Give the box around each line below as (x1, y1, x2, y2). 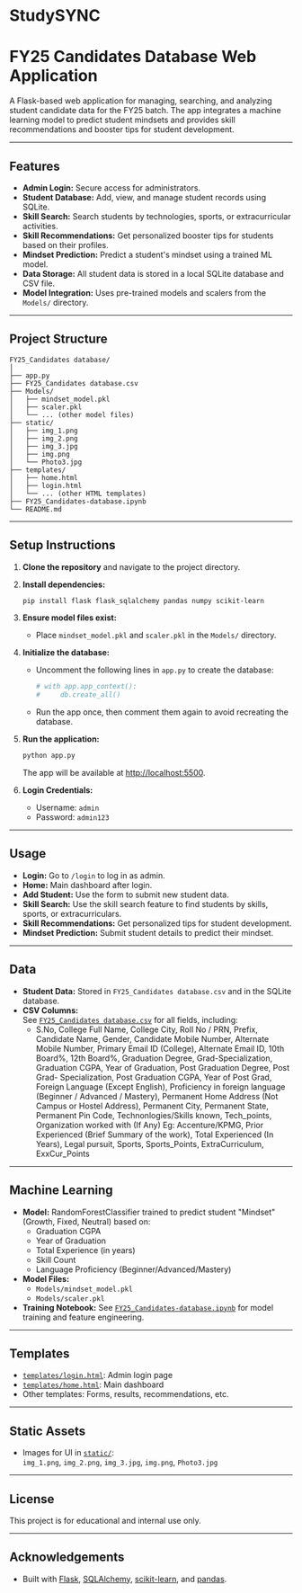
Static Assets (9, 1423, 86, 1438)
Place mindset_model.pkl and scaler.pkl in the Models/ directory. (35, 630, 277, 641)
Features (9, 158, 60, 174)
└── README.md (9, 504, 63, 513)
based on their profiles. (22, 239, 110, 250)
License (9, 1491, 55, 1507)
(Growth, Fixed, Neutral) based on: (22, 1215, 151, 1227)
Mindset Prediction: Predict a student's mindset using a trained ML (22, 249, 272, 260)
